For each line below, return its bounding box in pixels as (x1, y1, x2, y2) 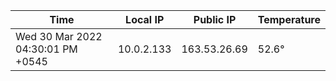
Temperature (257, 13, 321, 26)
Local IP (125, 13, 165, 26)
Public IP (193, 13, 237, 26)
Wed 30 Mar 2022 (15, 30, 103, 43)
